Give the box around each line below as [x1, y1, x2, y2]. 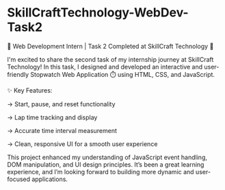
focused [7, 175, 31, 183]
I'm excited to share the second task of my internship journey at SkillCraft [7, 55, 214, 63]
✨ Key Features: [7, 86, 53, 94]
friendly [7, 70, 29, 78]
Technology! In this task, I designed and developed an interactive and [7, 62, 203, 71]
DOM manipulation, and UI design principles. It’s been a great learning [7, 160, 204, 169]
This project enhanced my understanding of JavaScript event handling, [7, 153, 207, 161]
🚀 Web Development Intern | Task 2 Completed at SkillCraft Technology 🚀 [7, 42, 214, 50]
